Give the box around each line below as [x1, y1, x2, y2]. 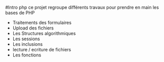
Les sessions [12, 36, 40, 42]
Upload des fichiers [12, 25, 54, 31]
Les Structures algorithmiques [12, 30, 76, 36]
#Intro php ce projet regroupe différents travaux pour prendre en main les [5, 5, 159, 10]
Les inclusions [12, 41, 43, 47]
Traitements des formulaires [12, 20, 72, 25]
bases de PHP [5, 10, 35, 16]
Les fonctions [12, 52, 42, 58]
